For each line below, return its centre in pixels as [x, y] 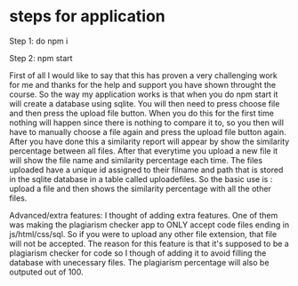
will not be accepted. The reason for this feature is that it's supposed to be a [149, 243]
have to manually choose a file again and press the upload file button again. [148, 131]
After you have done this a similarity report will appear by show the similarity [149, 141]
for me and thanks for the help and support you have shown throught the [143, 84]
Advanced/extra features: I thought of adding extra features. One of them [144, 215]
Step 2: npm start [41, 58]
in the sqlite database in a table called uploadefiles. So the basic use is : [141, 179]
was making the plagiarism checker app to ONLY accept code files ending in [149, 225]
